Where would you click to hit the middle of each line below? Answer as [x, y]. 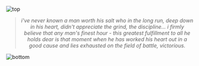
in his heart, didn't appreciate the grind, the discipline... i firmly [107, 27]
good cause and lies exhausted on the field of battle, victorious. [107, 45]
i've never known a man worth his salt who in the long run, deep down [107, 20]
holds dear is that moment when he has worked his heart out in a [107, 39]
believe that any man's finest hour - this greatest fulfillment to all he [107, 33]
